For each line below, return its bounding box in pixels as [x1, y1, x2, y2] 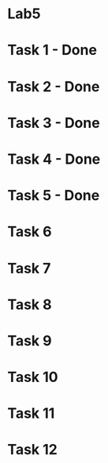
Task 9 [7, 331, 52, 349]
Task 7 [7, 259, 51, 277]
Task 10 [7, 368, 58, 386]
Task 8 [7, 295, 52, 314]
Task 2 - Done [7, 77, 100, 95]
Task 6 [7, 223, 52, 241]
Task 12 [7, 441, 58, 459]
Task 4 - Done [7, 150, 101, 168]
